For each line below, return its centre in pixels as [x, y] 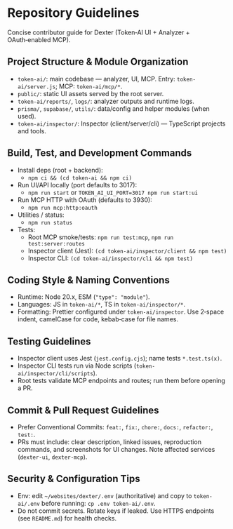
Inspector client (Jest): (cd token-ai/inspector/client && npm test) [127, 250]
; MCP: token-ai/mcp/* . [89, 86]
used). [27, 116]
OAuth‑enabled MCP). [39, 39]
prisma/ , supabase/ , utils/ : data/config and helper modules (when [114, 108]
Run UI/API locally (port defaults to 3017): [77, 185]
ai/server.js [36, 87]
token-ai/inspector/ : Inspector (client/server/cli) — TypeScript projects [121, 123]
